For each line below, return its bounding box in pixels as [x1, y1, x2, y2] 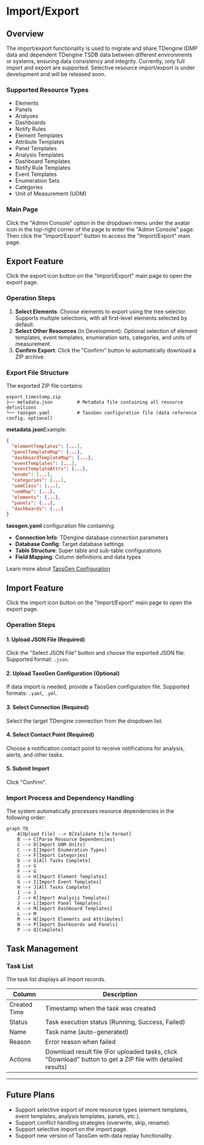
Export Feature [6, 256, 64, 266]
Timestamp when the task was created [45, 1004, 156, 1012]
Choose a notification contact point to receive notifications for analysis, [6, 744, 185, 752]
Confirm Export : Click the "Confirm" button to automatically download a [15, 346, 196, 354]
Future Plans [6, 1090, 55, 1100]
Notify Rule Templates [15, 164, 71, 172]
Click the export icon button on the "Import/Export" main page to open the [6, 272, 192, 279]
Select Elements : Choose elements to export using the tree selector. [15, 307, 187, 315]
